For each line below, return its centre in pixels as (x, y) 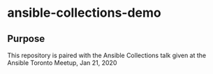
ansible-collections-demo (85, 13)
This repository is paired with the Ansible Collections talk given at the (107, 55)
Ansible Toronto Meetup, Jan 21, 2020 (62, 63)
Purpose (26, 39)
